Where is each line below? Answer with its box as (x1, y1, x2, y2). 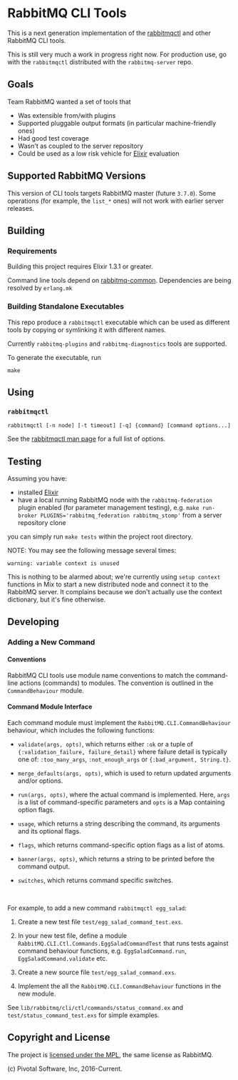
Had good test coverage (17, 134, 89, 142)
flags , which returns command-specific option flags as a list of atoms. (17, 841, 225, 849)
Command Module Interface (7, 702, 93, 711)
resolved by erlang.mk (7, 284, 73, 292)
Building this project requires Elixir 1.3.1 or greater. (7, 262, 153, 271)
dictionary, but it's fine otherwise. (7, 595, 106, 604)
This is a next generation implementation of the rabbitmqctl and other (7, 29, 212, 37)
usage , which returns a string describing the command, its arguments (17, 819, 221, 828)
